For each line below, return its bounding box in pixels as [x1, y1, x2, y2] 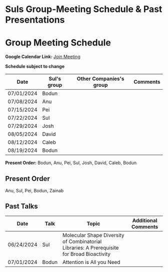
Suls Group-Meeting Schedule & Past [5, 4, 162, 15]
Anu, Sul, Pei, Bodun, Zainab [5, 187, 64, 193]
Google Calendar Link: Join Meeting [5, 54, 81, 60]
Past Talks [5, 202, 38, 211]
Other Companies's [76, 75, 124, 82]
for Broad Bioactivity [62, 250, 111, 257]
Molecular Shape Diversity [62, 231, 124, 238]
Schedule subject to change [5, 64, 65, 70]
